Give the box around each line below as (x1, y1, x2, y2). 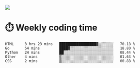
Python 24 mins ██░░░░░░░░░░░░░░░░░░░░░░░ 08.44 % (5, 50, 136, 55)
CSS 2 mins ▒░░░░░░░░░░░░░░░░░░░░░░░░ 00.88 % (5, 58, 136, 63)
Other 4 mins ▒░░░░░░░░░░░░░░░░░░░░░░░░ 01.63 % (5, 54, 136, 59)
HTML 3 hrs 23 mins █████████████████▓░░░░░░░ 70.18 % (5, 41, 136, 46)
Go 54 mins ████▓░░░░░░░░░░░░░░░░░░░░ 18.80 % (5, 46, 136, 51)
